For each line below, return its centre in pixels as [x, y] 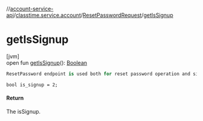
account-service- [32, 9]
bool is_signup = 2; [32, 85]
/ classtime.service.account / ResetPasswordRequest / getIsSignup [93, 15]
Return [15, 98]
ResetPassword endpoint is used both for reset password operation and [98, 74]
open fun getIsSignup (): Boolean [47, 62]
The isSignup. [24, 112]
